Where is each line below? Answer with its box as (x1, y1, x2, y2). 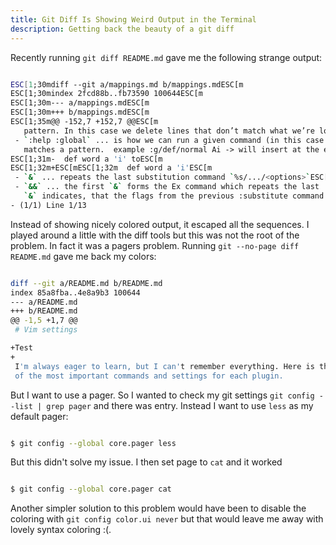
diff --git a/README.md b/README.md (10, 278, 163, 288)
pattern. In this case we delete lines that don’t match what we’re (23, 126, 315, 136)
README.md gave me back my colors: (10, 250, 157, 262)
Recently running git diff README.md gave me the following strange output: (10, 51, 323, 63)
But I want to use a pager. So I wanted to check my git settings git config (10, 389, 315, 401)
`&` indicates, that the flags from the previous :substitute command (23, 191, 325, 201)
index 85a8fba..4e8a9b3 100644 (10, 287, 141, 298)
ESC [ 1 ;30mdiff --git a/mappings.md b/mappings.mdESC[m (10, 79, 244, 90)
